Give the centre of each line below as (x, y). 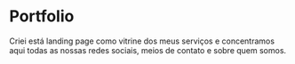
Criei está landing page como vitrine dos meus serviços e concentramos (142, 41)
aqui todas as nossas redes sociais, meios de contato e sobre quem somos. (148, 50)
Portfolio (42, 16)
